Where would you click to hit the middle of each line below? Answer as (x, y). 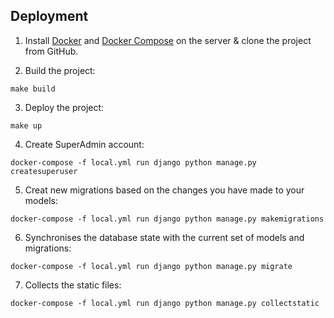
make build (33, 89)
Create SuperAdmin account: (84, 144)
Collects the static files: (73, 285)
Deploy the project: (64, 107)
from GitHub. (51, 51)
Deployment (49, 16)
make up (26, 125)
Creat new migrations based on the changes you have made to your (164, 190)
